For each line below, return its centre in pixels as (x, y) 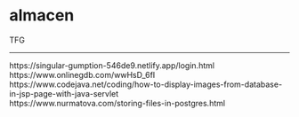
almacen (42, 16)
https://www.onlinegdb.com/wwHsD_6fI (82, 74)
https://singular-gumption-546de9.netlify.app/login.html (112, 65)
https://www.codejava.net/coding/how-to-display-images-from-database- (146, 84)
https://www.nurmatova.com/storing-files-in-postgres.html (117, 103)
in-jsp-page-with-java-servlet (64, 93)
